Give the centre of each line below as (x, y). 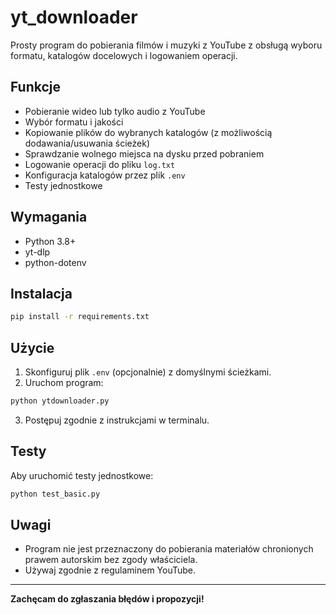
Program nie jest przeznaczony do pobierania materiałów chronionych (169, 549)
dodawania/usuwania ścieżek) (87, 143)
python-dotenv (55, 262)
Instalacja (41, 293)
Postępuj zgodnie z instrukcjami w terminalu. (117, 420)
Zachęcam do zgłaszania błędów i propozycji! (107, 599)
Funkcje (36, 87)
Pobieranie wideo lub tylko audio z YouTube (115, 111)
